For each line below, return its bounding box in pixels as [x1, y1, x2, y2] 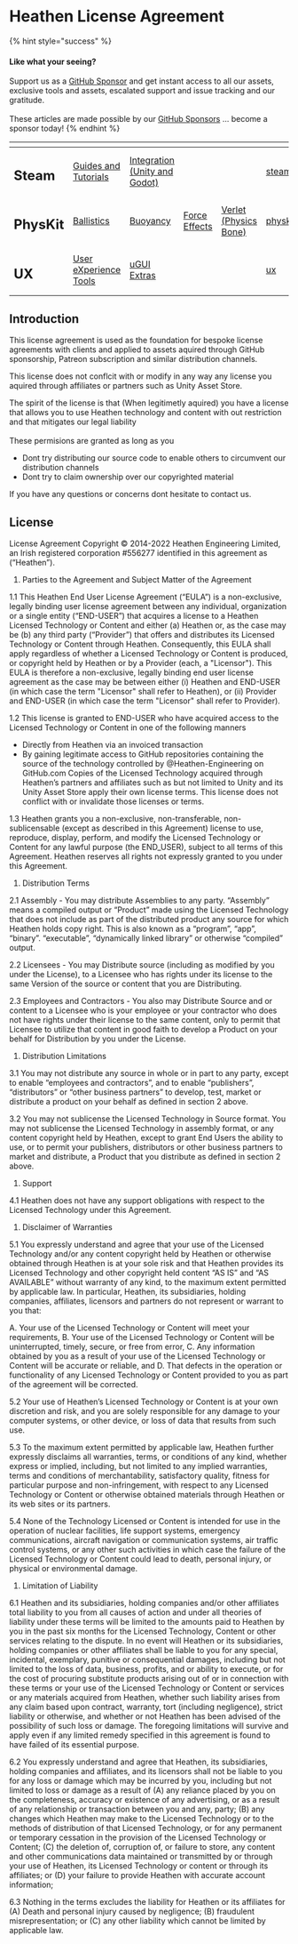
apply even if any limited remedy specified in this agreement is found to [9, 1730, 271, 1740]
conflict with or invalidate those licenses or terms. [21, 796, 205, 807]
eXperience [72, 264, 122, 277]
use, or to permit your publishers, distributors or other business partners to [9, 1142, 284, 1153]
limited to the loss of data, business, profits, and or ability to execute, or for [9, 1664, 284, 1675]
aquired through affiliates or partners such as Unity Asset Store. [9, 381, 243, 391]
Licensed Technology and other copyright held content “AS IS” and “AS [9, 1267, 269, 1278]
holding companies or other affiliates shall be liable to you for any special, [9, 1645, 278, 1656]
